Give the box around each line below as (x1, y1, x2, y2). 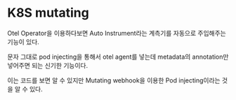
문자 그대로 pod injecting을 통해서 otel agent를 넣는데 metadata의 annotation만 (7, 52, 229, 61)
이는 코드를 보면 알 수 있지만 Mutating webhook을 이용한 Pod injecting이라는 (7, 76, 221, 85)
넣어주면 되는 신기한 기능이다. (7, 61, 88, 69)
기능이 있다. (7, 37, 40, 46)
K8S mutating (7, 5, 89, 21)
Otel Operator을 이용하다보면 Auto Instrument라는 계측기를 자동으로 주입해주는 (7, 29, 226, 37)
